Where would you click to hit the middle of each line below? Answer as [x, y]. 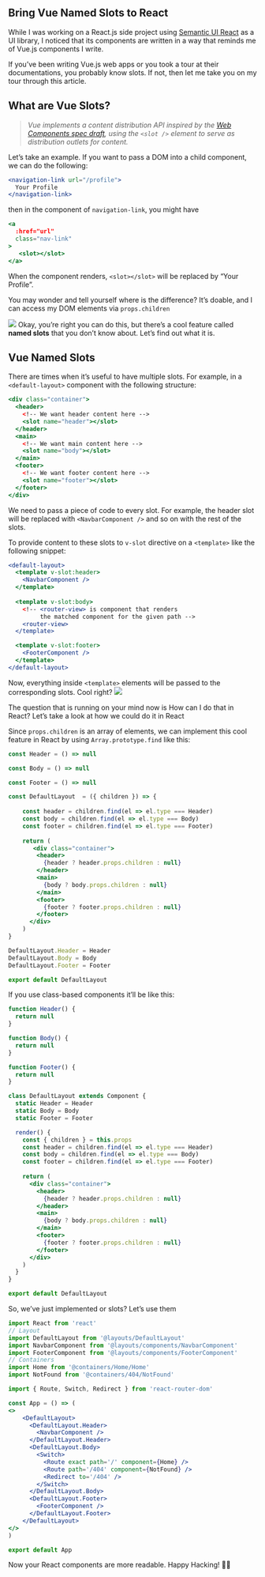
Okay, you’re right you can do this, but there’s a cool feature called [126, 324]
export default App [40, 1550]
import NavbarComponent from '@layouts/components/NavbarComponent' [123, 1345]
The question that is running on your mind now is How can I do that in [121, 707]
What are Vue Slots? [60, 106]
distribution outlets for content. [78, 141]
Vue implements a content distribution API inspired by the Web [129, 125]
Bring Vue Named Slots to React [88, 13]
